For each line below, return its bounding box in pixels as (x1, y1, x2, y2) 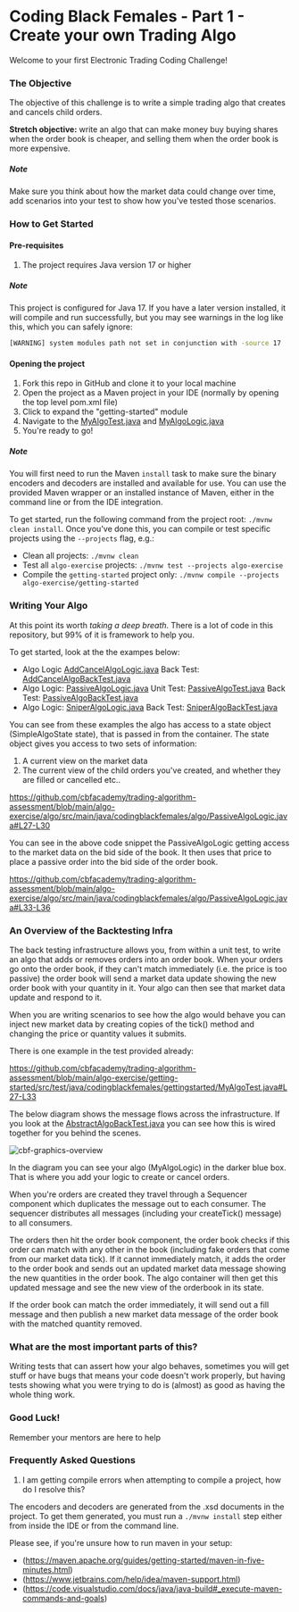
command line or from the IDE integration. (9, 497, 163, 508)
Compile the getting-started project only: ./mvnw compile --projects (21, 569, 279, 580)
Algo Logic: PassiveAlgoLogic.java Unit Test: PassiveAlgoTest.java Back (21, 683, 286, 694)
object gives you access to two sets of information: (9, 738, 198, 749)
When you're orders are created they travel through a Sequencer (9, 1189, 248, 1200)
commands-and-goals (21, 1592, 105, 1603)
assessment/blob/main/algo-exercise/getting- (9, 1072, 179, 1083)
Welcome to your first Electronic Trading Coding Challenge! (9, 54, 228, 65)
